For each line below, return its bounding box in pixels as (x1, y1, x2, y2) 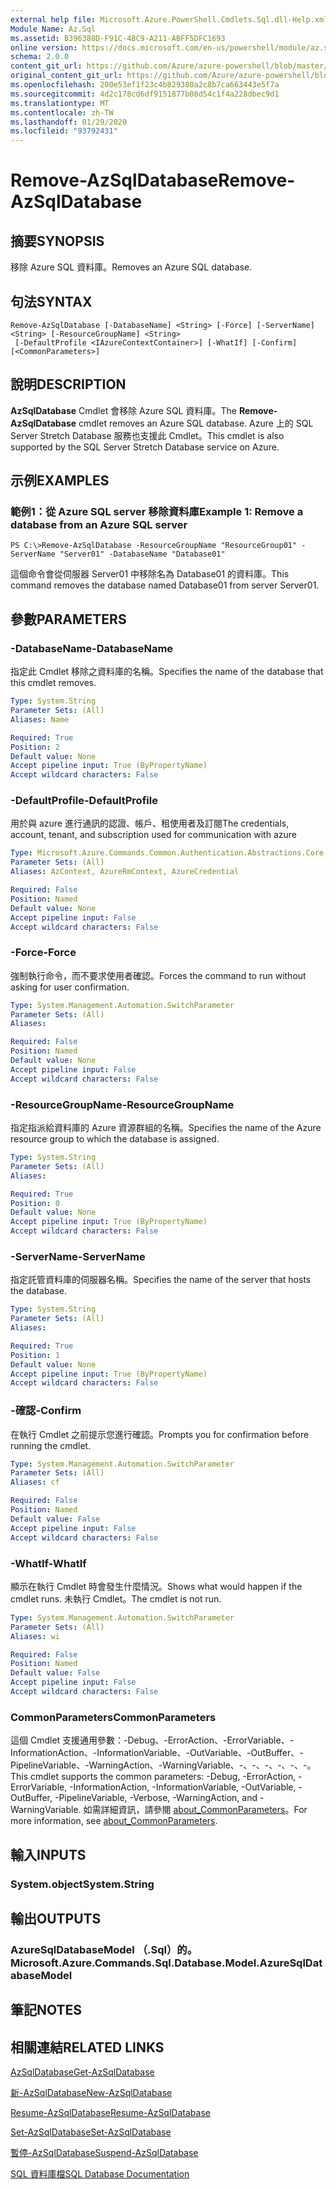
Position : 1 (10, 1350, 60, 1360)
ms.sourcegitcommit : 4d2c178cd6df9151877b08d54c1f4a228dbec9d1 (10, 89, 280, 99)
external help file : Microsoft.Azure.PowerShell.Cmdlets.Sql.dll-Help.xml (10, 14, 329, 25)
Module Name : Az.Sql (10, 24, 97, 34)
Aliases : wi (10, 1631, 60, 1641)
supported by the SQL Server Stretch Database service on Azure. (10, 441, 280, 453)
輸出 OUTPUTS (10, 1910, 102, 1927)
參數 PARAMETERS (10, 611, 127, 628)
